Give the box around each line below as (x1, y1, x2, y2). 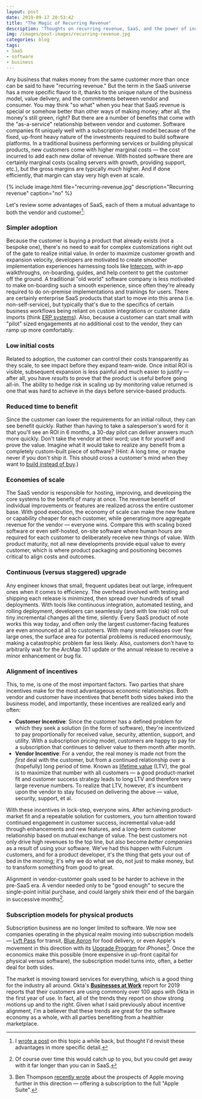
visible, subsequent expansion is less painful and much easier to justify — (6, 368, 189, 375)
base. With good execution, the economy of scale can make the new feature (6, 509, 195, 516)
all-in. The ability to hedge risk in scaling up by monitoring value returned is (6, 381, 194, 388)
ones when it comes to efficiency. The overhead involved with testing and (6, 588, 189, 595)
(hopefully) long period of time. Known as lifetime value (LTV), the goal (14, 762, 191, 770)
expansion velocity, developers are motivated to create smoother (6, 256, 167, 263)
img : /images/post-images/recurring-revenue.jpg (6, 31, 130, 37)
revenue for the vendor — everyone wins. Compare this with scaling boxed (6, 521, 192, 528)
